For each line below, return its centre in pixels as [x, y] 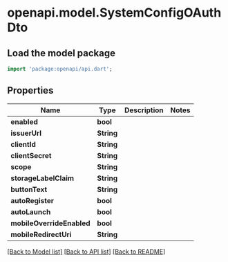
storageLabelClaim [42, 178]
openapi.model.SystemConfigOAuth [114, 13]
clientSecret [31, 155]
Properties [30, 90]
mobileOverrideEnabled [51, 223]
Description [144, 110]
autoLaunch [31, 211]
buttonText [29, 189]
